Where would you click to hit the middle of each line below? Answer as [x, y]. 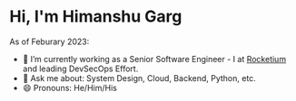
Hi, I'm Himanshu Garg [96, 17]
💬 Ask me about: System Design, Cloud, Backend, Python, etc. [139, 78]
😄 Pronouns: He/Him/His [70, 87]
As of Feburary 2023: [49, 41]
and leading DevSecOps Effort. [80, 69]
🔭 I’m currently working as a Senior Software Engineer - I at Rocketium [154, 59]
